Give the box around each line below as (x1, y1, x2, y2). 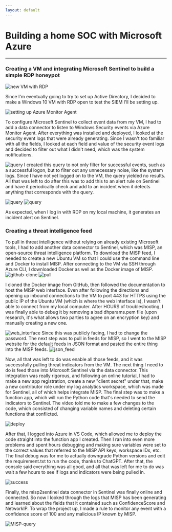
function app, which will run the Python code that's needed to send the (5, 395, 155, 401)
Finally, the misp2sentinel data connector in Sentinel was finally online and (5, 489, 162, 495)
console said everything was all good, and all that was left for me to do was (5, 464, 164, 470)
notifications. (5, 151, 33, 157)
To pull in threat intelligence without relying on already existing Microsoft (5, 239, 159, 245)
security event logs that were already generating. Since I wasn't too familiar (5, 135, 165, 141)
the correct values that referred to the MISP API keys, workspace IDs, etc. (5, 447, 161, 453)
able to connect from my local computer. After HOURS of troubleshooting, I (5, 304, 164, 310)
